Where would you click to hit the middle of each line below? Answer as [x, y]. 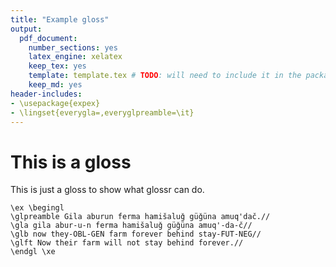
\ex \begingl [37, 208]
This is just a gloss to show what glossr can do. [107, 190]
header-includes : [46, 94]
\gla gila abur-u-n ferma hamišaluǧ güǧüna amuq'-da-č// [131, 226]
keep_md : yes [55, 85]
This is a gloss [71, 162]
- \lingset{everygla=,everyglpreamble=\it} [102, 112]
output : [26, 29]
